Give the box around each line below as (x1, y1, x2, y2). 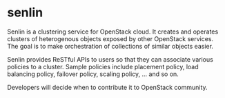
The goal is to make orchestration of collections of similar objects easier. (7, 42, 214, 50)
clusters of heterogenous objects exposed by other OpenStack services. (7, 34, 214, 42)
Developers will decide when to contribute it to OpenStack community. (7, 83, 208, 91)
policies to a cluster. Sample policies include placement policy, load (7, 62, 199, 71)
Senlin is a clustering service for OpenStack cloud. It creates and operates (7, 27, 219, 36)
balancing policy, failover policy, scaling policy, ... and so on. (7, 70, 179, 78)
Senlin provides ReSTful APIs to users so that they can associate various (7, 55, 214, 63)
